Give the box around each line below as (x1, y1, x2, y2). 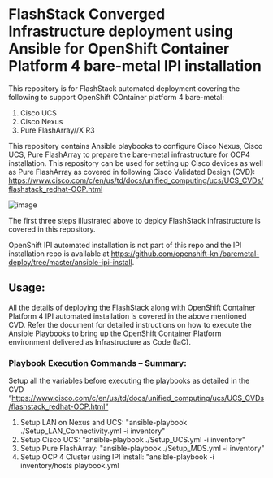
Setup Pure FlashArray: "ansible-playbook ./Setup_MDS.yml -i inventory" (19, 444, 266, 454)
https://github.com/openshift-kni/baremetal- (110, 249, 260, 259)
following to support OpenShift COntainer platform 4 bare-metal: (8, 92, 225, 102)
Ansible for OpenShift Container (8, 40, 230, 58)
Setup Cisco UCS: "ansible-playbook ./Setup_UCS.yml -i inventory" (19, 435, 246, 445)
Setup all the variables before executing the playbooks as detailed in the (8, 376, 250, 386)
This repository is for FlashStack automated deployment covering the (8, 83, 240, 93)
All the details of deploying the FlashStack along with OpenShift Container (8, 302, 256, 312)
